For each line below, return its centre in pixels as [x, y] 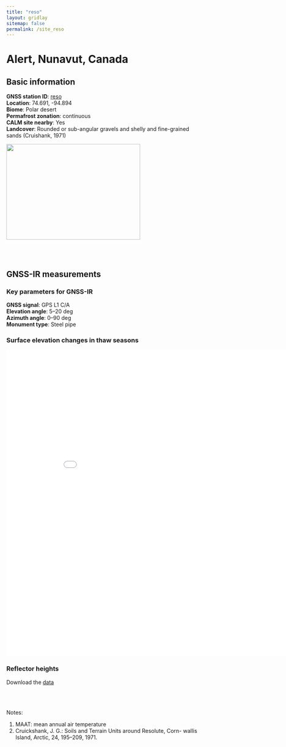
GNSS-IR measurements [54, 274]
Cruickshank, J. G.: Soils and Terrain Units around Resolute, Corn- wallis [106, 730]
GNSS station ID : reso [34, 97]
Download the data [30, 682]
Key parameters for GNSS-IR [50, 291]
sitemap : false [26, 23]
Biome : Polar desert [31, 110]
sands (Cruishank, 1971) [36, 136]
